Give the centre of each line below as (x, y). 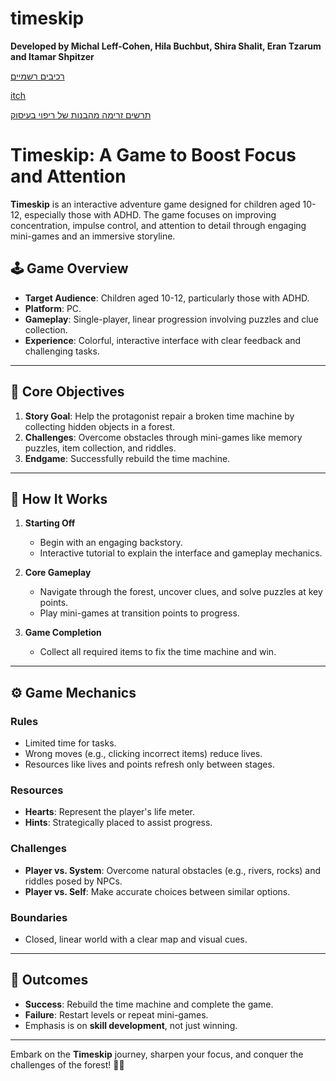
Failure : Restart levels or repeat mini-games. (116, 1014)
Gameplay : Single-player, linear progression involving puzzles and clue (172, 319)
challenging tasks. (62, 351)
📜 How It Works (59, 498)
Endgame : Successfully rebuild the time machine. (127, 458)
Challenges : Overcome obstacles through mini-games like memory (163, 437)
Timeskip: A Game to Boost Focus (153, 155)
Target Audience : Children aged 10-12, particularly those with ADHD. (167, 298)
